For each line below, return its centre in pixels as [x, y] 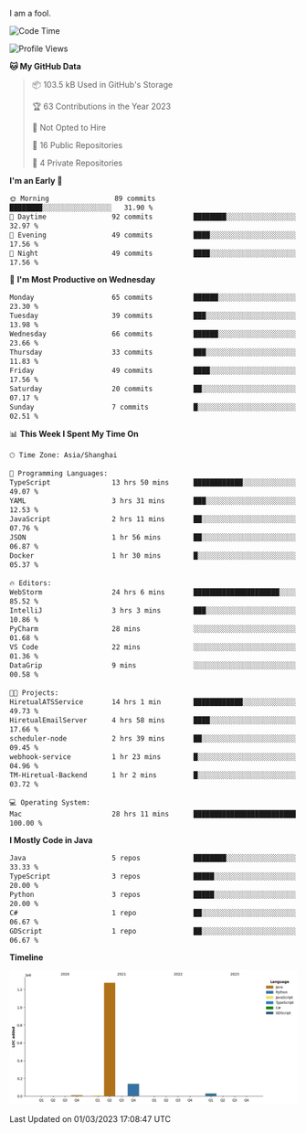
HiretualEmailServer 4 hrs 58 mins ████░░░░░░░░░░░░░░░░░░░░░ [153, 721]
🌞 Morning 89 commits [83, 198]
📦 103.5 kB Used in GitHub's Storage [102, 85]
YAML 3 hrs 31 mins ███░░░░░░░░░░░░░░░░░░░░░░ [153, 501]
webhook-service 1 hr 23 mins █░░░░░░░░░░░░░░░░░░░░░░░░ [153, 757]
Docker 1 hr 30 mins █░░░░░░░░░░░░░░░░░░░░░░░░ [153, 556]
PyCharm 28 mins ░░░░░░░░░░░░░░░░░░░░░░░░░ [153, 629]
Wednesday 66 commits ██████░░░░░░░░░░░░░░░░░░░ [153, 334]
